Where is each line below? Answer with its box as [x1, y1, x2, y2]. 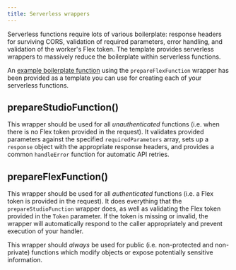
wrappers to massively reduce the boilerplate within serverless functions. [7, 52, 221, 61]
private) [7, 248, 30, 257]
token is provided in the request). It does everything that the [7, 197, 182, 206]
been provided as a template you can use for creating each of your [7, 74, 202, 82]
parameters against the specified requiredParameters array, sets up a [7, 135, 209, 143]
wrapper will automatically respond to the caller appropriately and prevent [7, 220, 223, 228]
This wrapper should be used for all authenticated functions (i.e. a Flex [7, 189, 214, 198]
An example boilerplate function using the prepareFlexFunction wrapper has [7, 66, 230, 74]
